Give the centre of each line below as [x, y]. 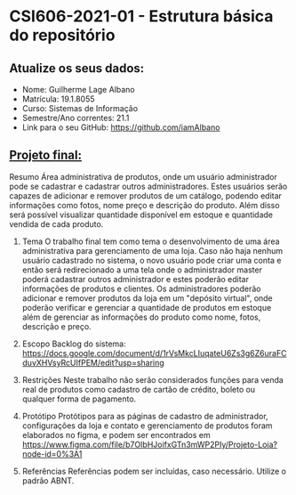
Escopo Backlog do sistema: [74, 344]
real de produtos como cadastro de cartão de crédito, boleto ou [139, 389]
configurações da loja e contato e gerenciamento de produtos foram [147, 426]
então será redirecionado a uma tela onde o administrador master [142, 270]
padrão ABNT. [48, 480]
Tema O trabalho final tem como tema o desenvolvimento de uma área [151, 241]
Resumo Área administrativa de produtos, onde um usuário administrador [144, 176]
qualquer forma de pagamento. [79, 399]
